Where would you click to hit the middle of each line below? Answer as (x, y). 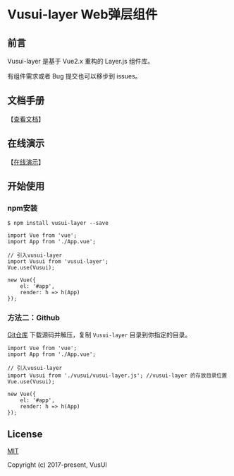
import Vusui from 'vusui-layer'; (58, 262)
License (25, 434)
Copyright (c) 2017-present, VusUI (57, 465)
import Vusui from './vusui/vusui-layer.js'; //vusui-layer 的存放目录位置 (117, 376)
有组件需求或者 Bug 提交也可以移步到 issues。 (74, 76)
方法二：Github (33, 318)
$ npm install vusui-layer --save (58, 224)
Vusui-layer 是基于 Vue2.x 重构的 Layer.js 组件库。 (81, 61)
